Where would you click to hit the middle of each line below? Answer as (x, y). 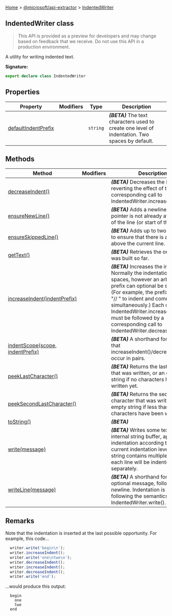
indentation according (137, 443)
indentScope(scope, (33, 346)
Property (31, 106)
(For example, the (132, 292)
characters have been (137, 413)
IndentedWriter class (40, 23)
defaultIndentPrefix (31, 128)
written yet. (124, 386)
